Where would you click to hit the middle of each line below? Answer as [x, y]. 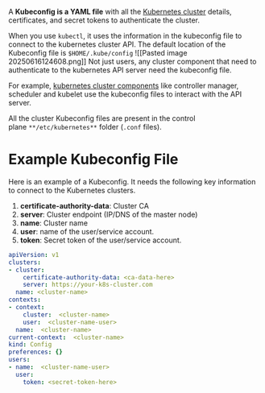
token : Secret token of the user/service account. [101, 240]
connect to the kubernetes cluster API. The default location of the [117, 44]
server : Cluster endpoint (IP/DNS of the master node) [109, 214]
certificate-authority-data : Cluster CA [84, 205]
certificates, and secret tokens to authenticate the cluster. [104, 20]
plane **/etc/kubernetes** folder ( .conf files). [85, 127]
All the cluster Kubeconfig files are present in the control [102, 118]
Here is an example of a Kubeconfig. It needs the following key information [132, 181]
